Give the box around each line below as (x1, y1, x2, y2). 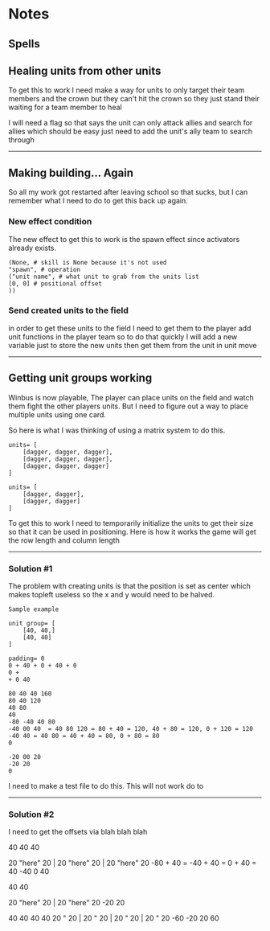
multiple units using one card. (8, 409, 107, 419)
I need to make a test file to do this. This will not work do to (8, 781, 204, 790)
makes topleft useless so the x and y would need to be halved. (8, 589, 215, 599)
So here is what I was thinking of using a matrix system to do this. (8, 425, 226, 435)
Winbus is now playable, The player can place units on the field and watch (8, 392, 255, 402)
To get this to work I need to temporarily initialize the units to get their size (8, 518, 254, 527)
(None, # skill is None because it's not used (8, 258, 167, 266)
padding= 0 (8, 654, 45, 662)
